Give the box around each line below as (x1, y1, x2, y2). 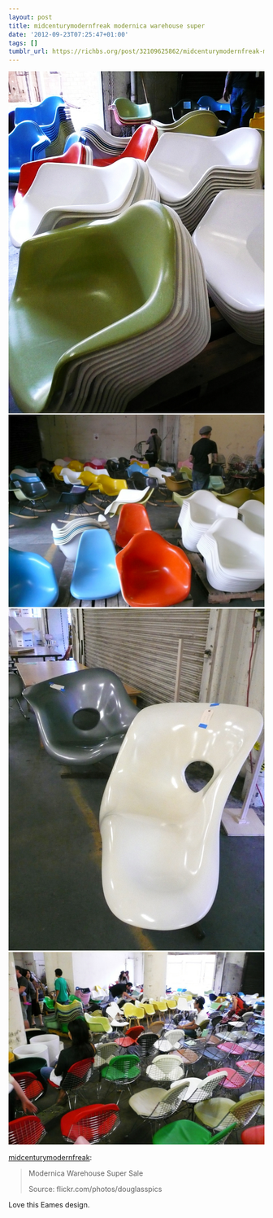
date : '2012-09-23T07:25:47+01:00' (8, 30, 129, 38)
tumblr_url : (8, 47, 49, 56)
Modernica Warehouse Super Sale (28, 1168, 144, 1178)
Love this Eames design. (8, 1200, 90, 1210)
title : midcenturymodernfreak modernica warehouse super (8, 21, 206, 30)
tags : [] (8, 39, 38, 47)
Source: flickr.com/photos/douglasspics (28, 1185, 162, 1194)
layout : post (8, 13, 53, 21)
